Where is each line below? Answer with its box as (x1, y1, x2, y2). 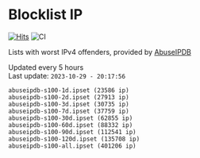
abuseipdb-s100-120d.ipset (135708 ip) (8, 135, 140, 143)
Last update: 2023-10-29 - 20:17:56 (8, 71, 125, 80)
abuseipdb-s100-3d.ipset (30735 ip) (8, 100, 129, 108)
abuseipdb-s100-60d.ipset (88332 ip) (8, 121, 133, 129)
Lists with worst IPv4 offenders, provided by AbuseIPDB (8, 47, 192, 56)
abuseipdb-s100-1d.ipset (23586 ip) (8, 86, 129, 94)
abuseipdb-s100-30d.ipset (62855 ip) (8, 114, 133, 122)
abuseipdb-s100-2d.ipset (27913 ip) (8, 93, 129, 101)
